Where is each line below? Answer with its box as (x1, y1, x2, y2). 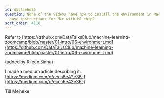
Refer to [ (5, 34, 24, 40)
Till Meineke (5, 88, 30, 94)
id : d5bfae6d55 (5, 7, 36, 12)
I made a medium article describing (5, 69, 76, 75)
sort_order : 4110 (5, 20, 41, 26)
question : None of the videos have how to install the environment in (5, 12, 152, 17)
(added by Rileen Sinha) (5, 59, 54, 65)
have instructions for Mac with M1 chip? (9, 16, 95, 21)
